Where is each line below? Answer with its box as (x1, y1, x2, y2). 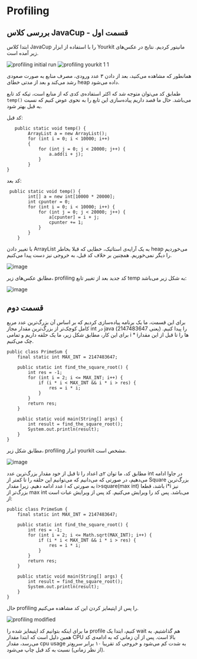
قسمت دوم (6, 303, 44, 313)
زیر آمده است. (6, 50, 39, 57)
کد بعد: (6, 177, 22, 184)
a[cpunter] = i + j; (48, 214, 100, 220)
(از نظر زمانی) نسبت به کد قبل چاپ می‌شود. (6, 646, 105, 653)
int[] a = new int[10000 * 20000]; (28, 194, 116, 199)
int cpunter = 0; (28, 199, 70, 205)
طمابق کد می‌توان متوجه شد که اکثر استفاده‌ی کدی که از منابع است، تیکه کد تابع (6, 90, 181, 97)
